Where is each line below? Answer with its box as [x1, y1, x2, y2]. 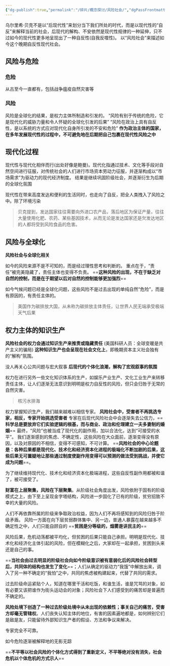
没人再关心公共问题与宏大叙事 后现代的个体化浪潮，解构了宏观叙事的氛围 [5, 364, 157, 370]
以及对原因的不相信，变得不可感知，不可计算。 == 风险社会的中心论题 [14, 440, 159, 446]
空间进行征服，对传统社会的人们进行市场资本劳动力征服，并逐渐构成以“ [9, 168, 158, 175]
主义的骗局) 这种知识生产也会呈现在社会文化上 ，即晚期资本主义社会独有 [9, 347, 159, 353]
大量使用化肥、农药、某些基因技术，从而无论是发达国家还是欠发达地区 [17, 215, 164, 221]
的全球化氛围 [5, 181, 32, 187]
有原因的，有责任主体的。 [5, 293, 59, 299]
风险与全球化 [5, 237, 46, 246]
